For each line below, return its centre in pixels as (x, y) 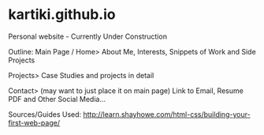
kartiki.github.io (62, 15)
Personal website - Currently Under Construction (88, 36)
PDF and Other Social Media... (57, 99)
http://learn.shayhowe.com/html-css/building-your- (166, 114)
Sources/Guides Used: (45, 114)
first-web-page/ (34, 122)
